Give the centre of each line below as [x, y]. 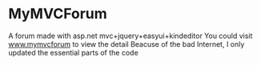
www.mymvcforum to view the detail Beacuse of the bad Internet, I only [126, 44]
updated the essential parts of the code [73, 52]
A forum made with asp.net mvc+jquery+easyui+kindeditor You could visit [130, 36]
